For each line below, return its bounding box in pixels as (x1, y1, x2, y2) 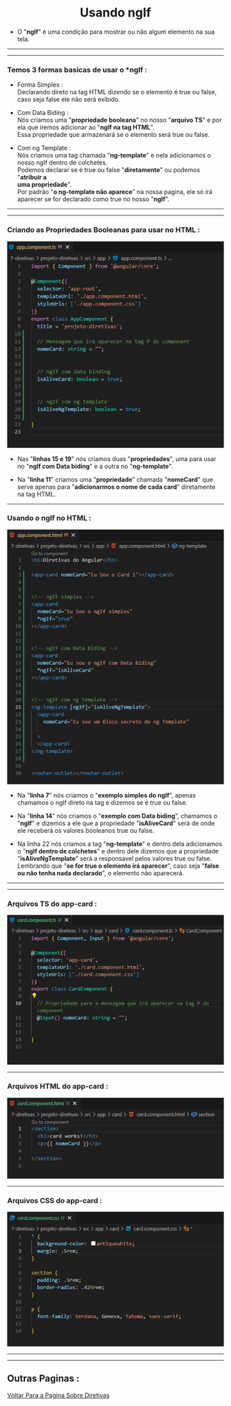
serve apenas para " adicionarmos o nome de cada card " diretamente (16, 482, 216, 491)
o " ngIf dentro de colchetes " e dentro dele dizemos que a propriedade (16, 847, 219, 855)
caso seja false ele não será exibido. (16, 95, 120, 104)
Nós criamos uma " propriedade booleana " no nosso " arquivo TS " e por (16, 116, 222, 125)
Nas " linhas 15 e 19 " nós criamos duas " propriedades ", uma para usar (16, 454, 217, 462)
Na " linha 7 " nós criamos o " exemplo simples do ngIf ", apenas (16, 791, 196, 800)
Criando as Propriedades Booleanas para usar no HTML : (7, 225, 201, 235)
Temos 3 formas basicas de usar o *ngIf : (7, 65, 148, 74)
